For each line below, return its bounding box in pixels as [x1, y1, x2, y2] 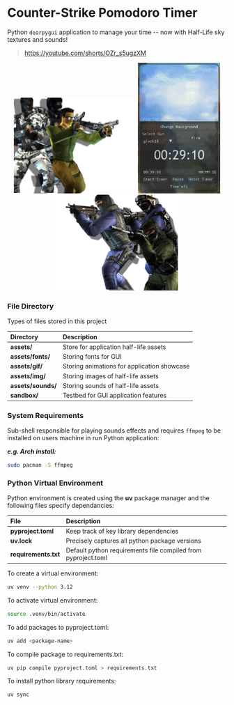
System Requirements [7, 410, 84, 420]
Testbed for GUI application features [62, 392, 167, 400]
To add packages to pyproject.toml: [7, 623, 109, 631]
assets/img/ [10, 371, 47, 380]
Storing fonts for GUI [62, 352, 122, 361]
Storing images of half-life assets [62, 371, 159, 380]
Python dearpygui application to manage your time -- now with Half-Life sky [7, 28, 225, 36]
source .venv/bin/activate [7, 610, 86, 617]
